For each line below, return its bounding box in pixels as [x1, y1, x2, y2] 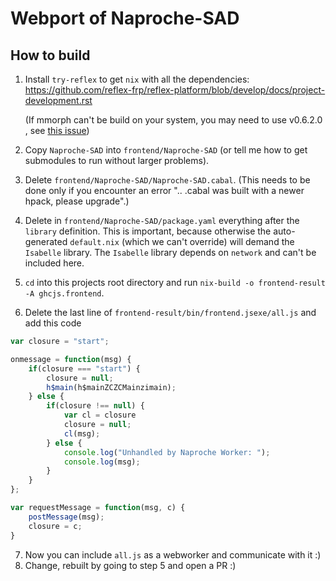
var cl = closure [63, 410, 137, 421]
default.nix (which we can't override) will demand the [69, 236, 295, 247]
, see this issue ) [24, 125, 90, 136]
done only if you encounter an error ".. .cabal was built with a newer [24, 185, 305, 196]
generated [24, 236, 68, 247]
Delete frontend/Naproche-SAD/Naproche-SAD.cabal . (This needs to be [24, 174, 311, 186]
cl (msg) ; [63, 428, 101, 439]
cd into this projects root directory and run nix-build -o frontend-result [24, 277, 326, 288]
